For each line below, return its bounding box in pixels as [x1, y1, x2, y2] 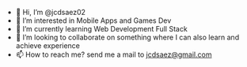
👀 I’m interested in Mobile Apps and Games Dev [15, 16, 172, 25]
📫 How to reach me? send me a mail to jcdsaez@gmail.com [15, 50, 212, 59]
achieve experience [15, 41, 81, 50]
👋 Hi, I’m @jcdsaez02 [15, 8, 85, 17]
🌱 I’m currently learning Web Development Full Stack [15, 24, 188, 33]
